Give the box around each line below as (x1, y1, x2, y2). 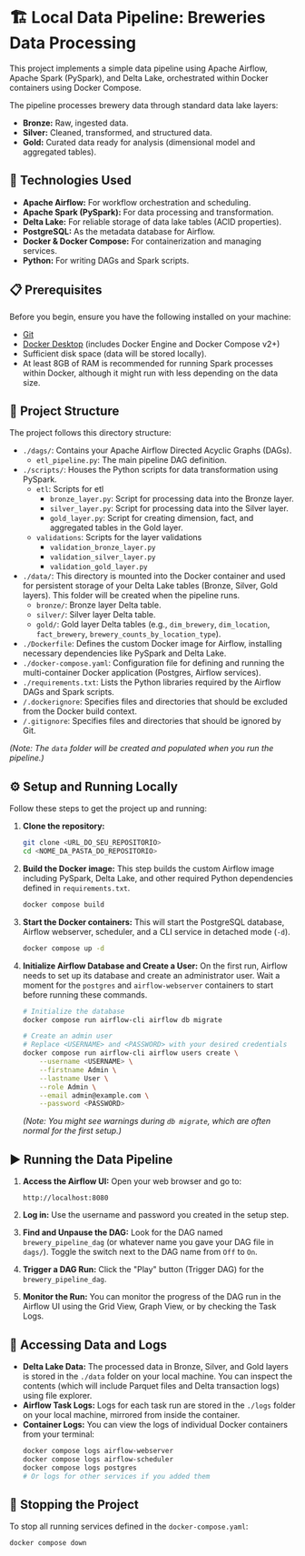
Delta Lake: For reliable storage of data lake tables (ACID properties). (22, 216, 282, 227)
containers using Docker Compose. (9, 82, 143, 93)
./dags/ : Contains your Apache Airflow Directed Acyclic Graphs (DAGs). (22, 445, 292, 456)
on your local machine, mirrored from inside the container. (22, 1409, 241, 1420)
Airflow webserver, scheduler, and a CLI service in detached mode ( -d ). (22, 926, 290, 937)
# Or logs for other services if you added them (22, 1471, 211, 1481)
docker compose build (22, 899, 104, 909)
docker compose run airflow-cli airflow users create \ (22, 1049, 239, 1058)
